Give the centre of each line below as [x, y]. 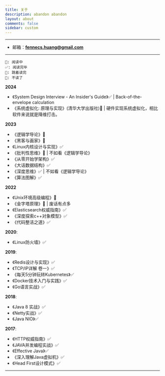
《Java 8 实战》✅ [29, 307]
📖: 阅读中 [14, 62]
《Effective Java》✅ [30, 351]
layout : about [20, 19]
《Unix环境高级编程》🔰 [34, 198]
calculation [43, 103]
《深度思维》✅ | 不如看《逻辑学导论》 [51, 171]
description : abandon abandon [36, 14]
